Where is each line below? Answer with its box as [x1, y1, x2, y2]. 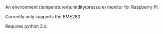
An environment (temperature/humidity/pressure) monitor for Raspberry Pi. [5, 4, 159, 10]
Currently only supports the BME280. [5, 14, 82, 19]
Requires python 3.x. [5, 23, 48, 29]
